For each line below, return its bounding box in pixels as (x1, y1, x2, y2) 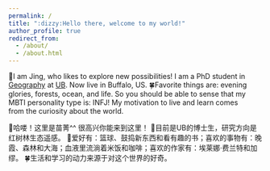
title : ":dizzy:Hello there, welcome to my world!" (8, 19, 185, 27)
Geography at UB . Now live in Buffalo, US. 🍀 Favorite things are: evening (8, 80, 247, 90)
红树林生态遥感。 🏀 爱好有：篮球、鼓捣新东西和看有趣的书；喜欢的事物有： (8, 133, 255, 142)
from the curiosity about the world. (8, 106, 124, 115)
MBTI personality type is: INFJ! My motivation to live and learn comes (8, 98, 239, 107)
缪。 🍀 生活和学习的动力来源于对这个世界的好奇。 (8, 153, 172, 162)
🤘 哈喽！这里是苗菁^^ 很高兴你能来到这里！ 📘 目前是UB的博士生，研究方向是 (8, 123, 258, 132)
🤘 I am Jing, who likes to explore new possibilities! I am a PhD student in (8, 72, 246, 81)
